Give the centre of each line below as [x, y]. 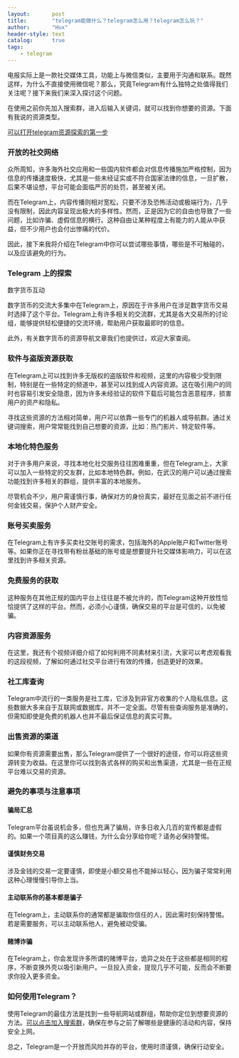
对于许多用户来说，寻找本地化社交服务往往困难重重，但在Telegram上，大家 [118, 464]
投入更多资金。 [42, 976]
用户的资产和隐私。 [36, 402]
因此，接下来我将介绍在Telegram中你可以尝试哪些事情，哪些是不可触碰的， [118, 244]
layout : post [36, 14]
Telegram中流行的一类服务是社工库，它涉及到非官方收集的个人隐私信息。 [115, 698]
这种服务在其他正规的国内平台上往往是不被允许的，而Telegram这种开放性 [115, 597]
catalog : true [36, 41]
